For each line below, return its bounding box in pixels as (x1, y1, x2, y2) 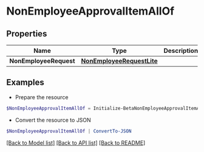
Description (163, 47, 199, 55)
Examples (6, 77, 44, 88)
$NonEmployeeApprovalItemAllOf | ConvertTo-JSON (6, 128, 132, 134)
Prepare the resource (15, 93, 69, 101)
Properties (6, 29, 47, 39)
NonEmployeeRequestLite (81, 57, 158, 65)
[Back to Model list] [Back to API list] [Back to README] (6, 139, 146, 147)
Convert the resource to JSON (15, 116, 91, 123)
